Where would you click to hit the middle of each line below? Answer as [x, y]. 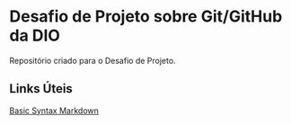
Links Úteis [41, 89]
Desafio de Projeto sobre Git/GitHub [146, 17]
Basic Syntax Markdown [54, 111]
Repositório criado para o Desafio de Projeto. [93, 60]
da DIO [35, 36]
